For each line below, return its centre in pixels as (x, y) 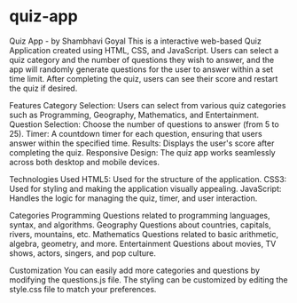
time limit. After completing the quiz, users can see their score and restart (144, 78)
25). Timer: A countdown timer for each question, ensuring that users (136, 133)
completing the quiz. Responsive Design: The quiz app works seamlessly (143, 152)
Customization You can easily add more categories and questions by (134, 270)
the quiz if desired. (43, 88)
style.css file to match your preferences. (83, 289)
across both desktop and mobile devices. (84, 162)
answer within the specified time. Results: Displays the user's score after (142, 143)
